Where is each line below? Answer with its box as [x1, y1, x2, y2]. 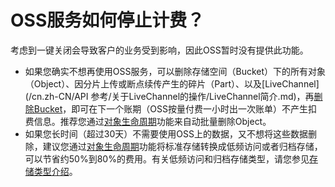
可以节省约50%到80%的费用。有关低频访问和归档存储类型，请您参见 [24, 152, 310, 165]
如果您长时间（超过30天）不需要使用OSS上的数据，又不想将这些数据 [24, 127, 308, 140]
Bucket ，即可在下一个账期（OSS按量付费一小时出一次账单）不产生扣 [33, 102, 318, 115]
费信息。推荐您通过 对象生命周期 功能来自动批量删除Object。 [24, 115, 272, 127]
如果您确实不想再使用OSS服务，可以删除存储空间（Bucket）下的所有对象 [24, 65, 327, 77]
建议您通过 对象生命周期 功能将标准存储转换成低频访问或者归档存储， [42, 140, 323, 152]
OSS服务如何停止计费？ [10, 9, 205, 32]
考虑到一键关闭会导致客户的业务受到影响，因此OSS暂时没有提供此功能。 [10, 44, 309, 56]
